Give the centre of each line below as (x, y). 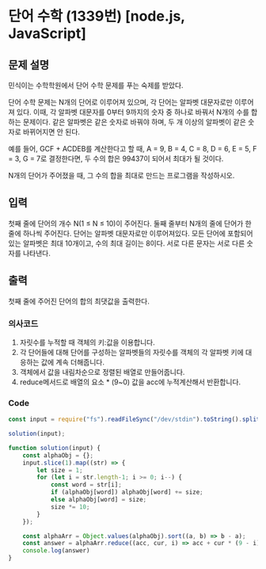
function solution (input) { (55, 448)
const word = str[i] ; (86, 485)
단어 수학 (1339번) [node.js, (97, 16)
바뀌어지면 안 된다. (51, 132)
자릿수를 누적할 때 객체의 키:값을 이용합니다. (87, 342)
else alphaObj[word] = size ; (99, 500)
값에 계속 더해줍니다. (73, 362)
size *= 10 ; (70, 507)
